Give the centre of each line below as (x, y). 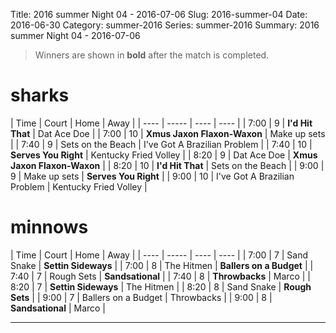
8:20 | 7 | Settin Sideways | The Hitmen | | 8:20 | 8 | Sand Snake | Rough (161, 286)
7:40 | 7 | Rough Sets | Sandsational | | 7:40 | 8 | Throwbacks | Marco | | (160, 276)
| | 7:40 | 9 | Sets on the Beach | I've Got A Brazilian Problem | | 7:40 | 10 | (161, 144)
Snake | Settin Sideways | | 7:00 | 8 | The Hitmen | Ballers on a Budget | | (162, 265)
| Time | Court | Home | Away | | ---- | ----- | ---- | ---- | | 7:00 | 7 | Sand (159, 255)
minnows (49, 227)
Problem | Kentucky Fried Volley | (79, 186)
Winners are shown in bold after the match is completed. (152, 55)
